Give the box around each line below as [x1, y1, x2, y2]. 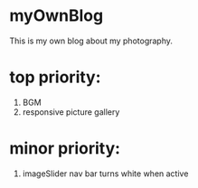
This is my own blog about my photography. [9, 35, 174, 46]
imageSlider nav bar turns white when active [22, 168, 189, 179]
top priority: [9, 67, 101, 88]
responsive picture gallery [22, 106, 120, 117]
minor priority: [9, 138, 120, 159]
